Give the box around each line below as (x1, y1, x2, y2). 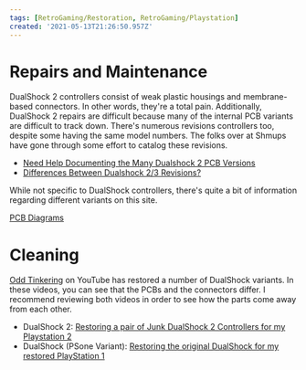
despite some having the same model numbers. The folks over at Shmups (9, 130, 287, 142)
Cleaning (9, 244, 79, 265)
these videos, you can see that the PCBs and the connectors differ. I (9, 284, 266, 295)
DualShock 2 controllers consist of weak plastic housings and (9, 91, 242, 102)
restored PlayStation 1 (22, 351, 105, 362)
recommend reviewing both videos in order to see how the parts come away (9, 294, 297, 305)
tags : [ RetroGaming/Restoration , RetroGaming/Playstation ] (9, 13, 239, 23)
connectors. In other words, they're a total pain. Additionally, (35, 101, 262, 112)
